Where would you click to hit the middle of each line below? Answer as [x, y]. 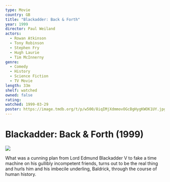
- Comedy [19, 67]
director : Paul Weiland [30, 29]
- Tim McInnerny [27, 57]
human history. [21, 174]
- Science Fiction [29, 76]
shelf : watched [21, 90]
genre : [12, 62]
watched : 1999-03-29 [27, 105]
